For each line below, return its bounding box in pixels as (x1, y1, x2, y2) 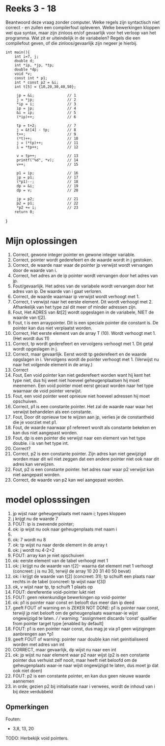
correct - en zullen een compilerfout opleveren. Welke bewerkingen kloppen (5, 24, 160, 30)
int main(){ (5, 50, 30, 55)
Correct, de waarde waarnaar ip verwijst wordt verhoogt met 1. (12, 293, 140, 299)
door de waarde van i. (12, 267, 57, 273)
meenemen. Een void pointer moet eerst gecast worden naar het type (12, 383, 154, 389)
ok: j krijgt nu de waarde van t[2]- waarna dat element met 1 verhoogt (12, 563, 154, 568)
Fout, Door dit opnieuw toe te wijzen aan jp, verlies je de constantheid (12, 414, 154, 420)
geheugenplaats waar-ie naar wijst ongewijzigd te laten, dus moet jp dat (12, 662, 159, 668)
